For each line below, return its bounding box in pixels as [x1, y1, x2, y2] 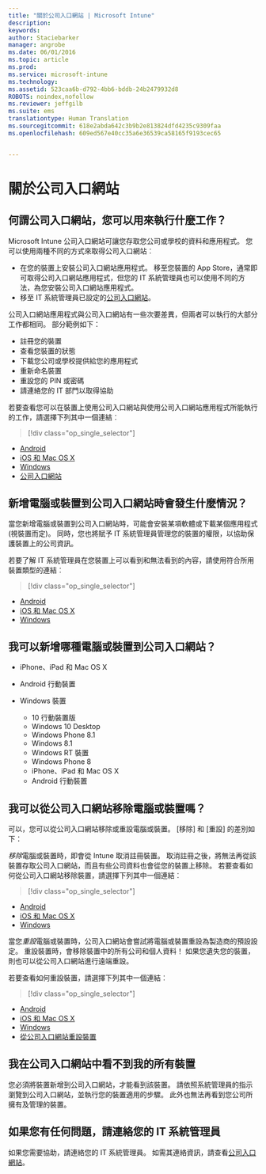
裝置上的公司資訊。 [14, 539, 78, 549]
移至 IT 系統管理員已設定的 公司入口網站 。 [19, 292, 156, 302]
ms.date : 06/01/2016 [8, 48, 77, 56]
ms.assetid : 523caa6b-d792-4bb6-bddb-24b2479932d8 [8, 85, 179, 93]
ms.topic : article [8, 56, 69, 64]
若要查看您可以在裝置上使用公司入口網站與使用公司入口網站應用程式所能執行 [8, 402, 258, 412]
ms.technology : [8, 78, 59, 85]
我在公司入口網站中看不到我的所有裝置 [8, 1058, 196, 1071]
